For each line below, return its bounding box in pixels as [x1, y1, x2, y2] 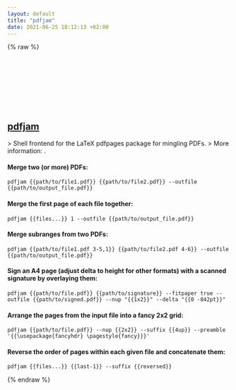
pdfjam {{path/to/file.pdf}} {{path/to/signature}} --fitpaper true [7, 290, 213, 297]
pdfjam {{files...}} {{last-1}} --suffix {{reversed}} [7, 363, 172, 370]
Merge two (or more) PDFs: [7, 163, 88, 171]
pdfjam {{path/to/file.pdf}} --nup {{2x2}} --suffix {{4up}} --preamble [7, 327, 226, 334]
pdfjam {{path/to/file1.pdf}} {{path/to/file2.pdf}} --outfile [7, 178, 198, 185]
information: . [7, 147, 47, 155]
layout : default [7, 10, 55, 18]
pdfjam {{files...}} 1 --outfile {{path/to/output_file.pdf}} [7, 215, 194, 222]
